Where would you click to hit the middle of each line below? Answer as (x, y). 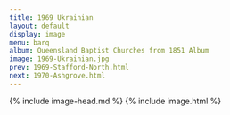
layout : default (39, 26)
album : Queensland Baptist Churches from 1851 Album (109, 51)
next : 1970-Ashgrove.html (57, 76)
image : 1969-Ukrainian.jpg (59, 59)
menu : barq (29, 42)
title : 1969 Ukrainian (51, 17)
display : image (37, 34)
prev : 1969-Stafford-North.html (69, 68)
